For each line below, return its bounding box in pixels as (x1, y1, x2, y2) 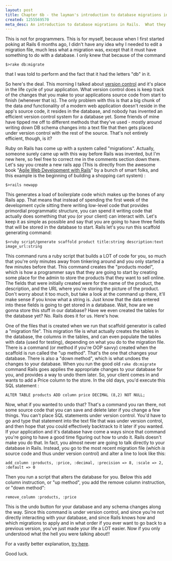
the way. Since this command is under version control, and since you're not (5, 509, 164, 515)
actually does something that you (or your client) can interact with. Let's (5, 213, 157, 219)
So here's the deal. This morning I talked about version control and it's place (5, 81, 166, 87)
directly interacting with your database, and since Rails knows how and (5, 514, 155, 521)
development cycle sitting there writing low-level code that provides (5, 202, 149, 209)
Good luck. (5, 551, 29, 557)
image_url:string (5, 244, 42, 249)
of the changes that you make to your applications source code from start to (5, 92, 166, 98)
